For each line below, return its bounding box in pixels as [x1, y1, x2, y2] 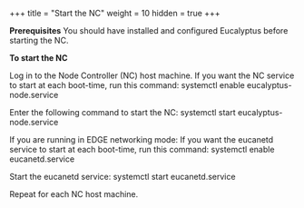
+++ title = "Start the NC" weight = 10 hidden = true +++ [9, 8, 221, 18]
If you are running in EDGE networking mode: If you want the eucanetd [9, 134, 274, 144]
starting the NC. [9, 35, 69, 45]
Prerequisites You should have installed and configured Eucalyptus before [9, 25, 289, 35]
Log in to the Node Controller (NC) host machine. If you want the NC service [9, 70, 295, 81]
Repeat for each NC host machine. [9, 189, 139, 199]
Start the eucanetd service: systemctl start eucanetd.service [9, 172, 236, 182]
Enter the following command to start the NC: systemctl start [9, 107, 236, 117]
